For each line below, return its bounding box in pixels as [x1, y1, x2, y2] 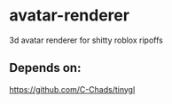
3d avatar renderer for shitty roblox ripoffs [9, 35, 164, 45]
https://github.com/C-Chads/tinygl [9, 84, 136, 94]
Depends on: [9, 60, 82, 76]
